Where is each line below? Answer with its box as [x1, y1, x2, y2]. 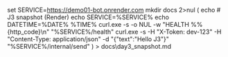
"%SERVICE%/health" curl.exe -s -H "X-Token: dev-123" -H [51, 27, 222, 36]
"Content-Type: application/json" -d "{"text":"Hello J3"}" [7, 35, 170, 43]
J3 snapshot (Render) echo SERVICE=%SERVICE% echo [7, 13, 170, 21]
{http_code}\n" [7, 27, 50, 36]
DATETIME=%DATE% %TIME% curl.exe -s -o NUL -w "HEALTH [7, 21, 189, 28]
